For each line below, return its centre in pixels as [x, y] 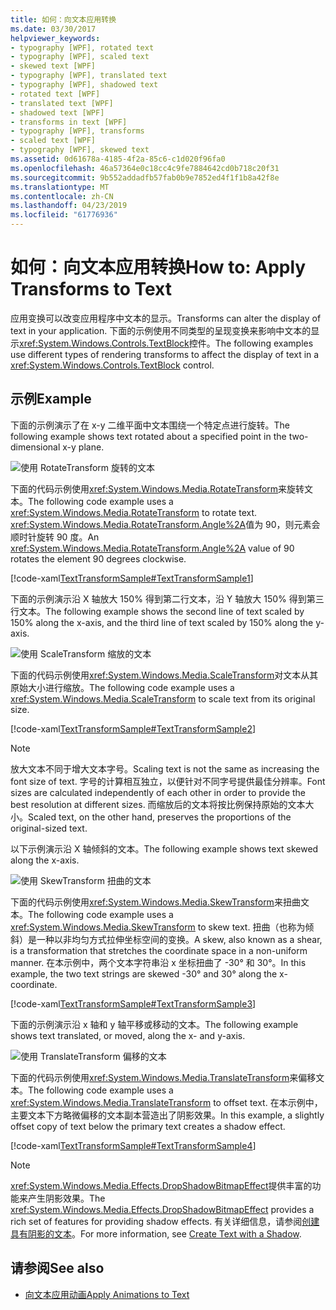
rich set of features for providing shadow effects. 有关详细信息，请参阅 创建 [165, 1221]
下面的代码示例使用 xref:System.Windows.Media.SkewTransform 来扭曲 [155, 902]
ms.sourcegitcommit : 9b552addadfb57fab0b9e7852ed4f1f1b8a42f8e [145, 177]
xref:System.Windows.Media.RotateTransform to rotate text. [134, 512]
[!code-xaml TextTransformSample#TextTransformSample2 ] [133, 728]
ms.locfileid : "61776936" [64, 215]
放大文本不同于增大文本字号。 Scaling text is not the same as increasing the [165, 768]
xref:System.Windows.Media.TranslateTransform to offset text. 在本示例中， [166, 1102]
